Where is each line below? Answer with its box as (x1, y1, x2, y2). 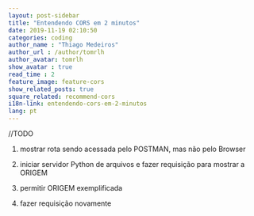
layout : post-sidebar (8, 11, 80, 20)
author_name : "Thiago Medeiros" (8, 41, 119, 49)
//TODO (8, 129, 34, 138)
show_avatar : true (8, 63, 73, 71)
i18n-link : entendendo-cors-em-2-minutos (8, 100, 148, 108)
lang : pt (8, 108, 37, 116)
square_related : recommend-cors (8, 93, 115, 100)
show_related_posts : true (8, 85, 94, 93)
